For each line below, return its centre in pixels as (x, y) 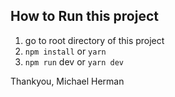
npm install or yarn (65, 51)
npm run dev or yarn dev (74, 61)
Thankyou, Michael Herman (67, 81)
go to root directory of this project (94, 40)
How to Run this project (84, 16)
